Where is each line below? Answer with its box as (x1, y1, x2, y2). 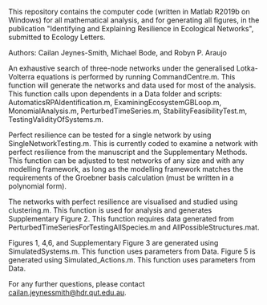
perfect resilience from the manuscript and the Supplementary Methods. (8, 148, 248, 157)
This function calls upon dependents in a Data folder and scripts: (8, 89, 222, 99)
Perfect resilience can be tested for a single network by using (8, 130, 212, 140)
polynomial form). (8, 181, 67, 191)
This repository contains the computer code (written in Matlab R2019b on (8, 7, 250, 16)
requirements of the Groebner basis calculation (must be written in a (8, 173, 234, 182)
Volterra (8, 72, 35, 81)
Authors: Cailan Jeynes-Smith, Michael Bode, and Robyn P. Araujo (8, 48, 227, 57)
